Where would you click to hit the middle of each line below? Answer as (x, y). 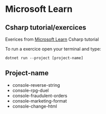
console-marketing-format (40, 101)
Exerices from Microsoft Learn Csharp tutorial (52, 39)
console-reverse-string (36, 85)
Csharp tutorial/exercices (46, 28)
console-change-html (35, 106)
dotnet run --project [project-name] (44, 58)
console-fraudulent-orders (40, 96)
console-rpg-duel (30, 90)
